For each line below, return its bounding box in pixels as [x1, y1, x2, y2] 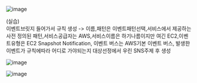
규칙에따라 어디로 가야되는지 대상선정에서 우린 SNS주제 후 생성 [26, 47, 171, 54]
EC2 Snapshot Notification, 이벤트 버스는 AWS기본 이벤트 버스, [26, 40, 175, 47]
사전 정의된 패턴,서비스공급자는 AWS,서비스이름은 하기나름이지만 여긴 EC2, [6, 32, 179, 39]
